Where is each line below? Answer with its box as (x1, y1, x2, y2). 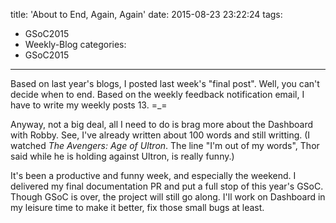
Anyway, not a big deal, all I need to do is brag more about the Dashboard (10, 119, 314, 130)
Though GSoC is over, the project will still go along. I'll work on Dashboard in (10, 191, 326, 203)
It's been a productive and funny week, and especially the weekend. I (10, 170, 297, 181)
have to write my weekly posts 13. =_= (10, 99, 168, 111)
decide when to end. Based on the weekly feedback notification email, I (10, 89, 305, 100)
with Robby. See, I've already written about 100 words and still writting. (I (10, 129, 311, 141)
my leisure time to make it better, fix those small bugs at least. (10, 202, 265, 213)
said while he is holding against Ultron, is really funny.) (10, 150, 235, 162)
